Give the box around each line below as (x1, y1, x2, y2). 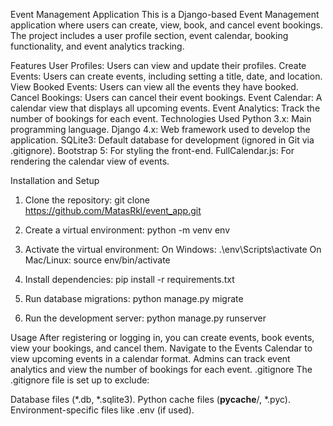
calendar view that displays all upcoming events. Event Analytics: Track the (10, 102, 321, 114)
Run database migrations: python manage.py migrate (24, 293, 244, 304)
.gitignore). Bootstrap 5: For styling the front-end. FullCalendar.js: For (10, 145, 295, 156)
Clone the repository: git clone (24, 194, 150, 206)
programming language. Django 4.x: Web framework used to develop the (10, 124, 311, 135)
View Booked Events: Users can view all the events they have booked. (10, 81, 299, 93)
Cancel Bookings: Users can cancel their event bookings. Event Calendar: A (10, 92, 323, 103)
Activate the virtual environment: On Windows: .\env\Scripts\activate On (24, 244, 322, 255)
